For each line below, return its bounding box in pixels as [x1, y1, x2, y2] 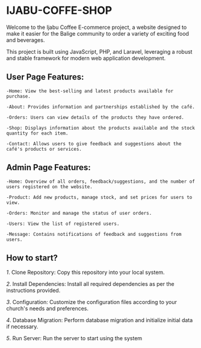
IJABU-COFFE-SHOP [6, 4, 113, 17]
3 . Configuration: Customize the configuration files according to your [6, 299, 178, 306]
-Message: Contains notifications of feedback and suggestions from [6, 231, 182, 237]
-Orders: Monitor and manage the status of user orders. [6, 210, 152, 216]
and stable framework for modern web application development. [6, 54, 166, 62]
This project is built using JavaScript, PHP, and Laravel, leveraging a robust [6, 48, 193, 55]
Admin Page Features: [6, 162, 91, 172]
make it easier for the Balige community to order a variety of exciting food [6, 30, 190, 37]
